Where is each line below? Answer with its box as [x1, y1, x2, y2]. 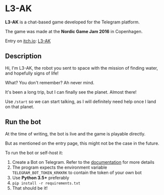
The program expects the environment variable [12, 164, 107, 170]
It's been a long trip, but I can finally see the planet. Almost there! [5, 89, 137, 95]
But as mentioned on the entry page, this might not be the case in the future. [5, 140, 160, 146]
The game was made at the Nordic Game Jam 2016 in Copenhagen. [5, 28, 143, 34]
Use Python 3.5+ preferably [12, 175, 70, 180]
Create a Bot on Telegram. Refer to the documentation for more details [12, 159, 155, 165]
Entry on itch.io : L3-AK [5, 38, 51, 44]
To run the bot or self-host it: [5, 150, 63, 156]
